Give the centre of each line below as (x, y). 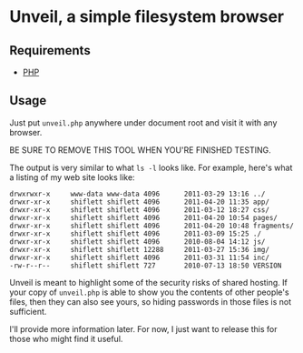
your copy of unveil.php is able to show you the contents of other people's (149, 292)
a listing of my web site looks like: (72, 177)
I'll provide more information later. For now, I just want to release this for (143, 328)
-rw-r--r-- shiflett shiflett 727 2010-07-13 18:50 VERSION (146, 266)
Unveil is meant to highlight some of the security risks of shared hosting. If (149, 282)
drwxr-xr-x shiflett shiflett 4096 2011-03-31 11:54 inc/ (140, 257)
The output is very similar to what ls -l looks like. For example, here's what (151, 167)
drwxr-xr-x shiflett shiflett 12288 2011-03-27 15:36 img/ (140, 249)
